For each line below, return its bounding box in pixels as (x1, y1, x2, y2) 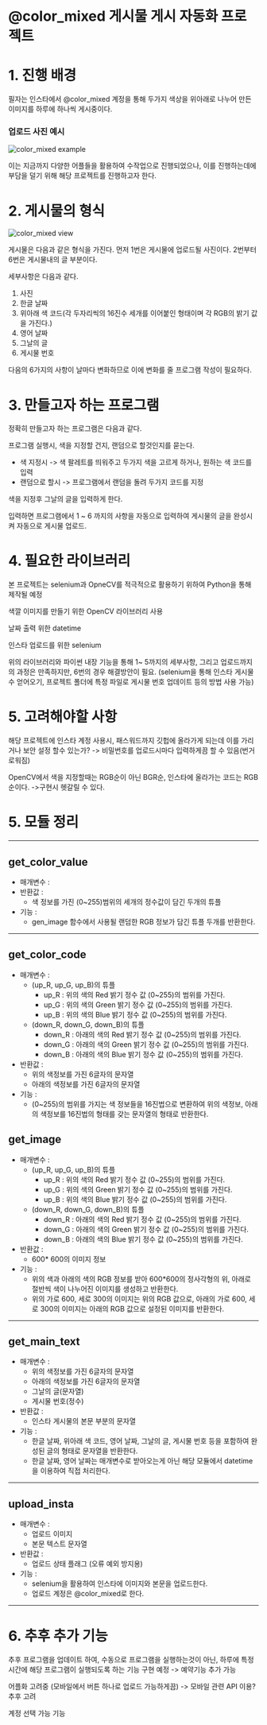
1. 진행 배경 (8, 67, 77, 84)
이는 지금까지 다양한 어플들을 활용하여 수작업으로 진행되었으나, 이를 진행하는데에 (8, 161, 257, 171)
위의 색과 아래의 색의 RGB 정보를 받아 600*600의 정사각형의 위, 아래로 (31, 1273, 252, 1284)
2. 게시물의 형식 (8, 202, 105, 219)
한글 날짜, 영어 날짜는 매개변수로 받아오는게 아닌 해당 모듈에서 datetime (31, 1456, 253, 1466)
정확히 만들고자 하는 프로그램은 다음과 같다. (8, 424, 142, 433)
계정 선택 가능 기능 (8, 1708, 66, 1718)
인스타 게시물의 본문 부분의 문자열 (31, 1417, 137, 1426)
